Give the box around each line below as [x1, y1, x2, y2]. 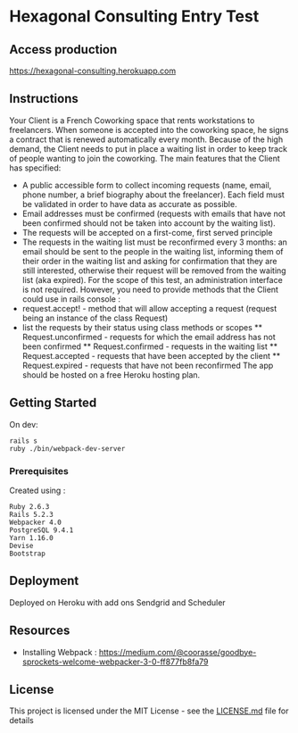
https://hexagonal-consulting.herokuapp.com [9, 65, 177, 76]
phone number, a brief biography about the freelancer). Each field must [21, 189, 286, 200]
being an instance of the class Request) [21, 312, 169, 323]
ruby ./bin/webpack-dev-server [9, 444, 126, 453]
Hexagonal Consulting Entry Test [9, 6, 260, 27]
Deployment [9, 573, 79, 588]
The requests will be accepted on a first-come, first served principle [21, 227, 273, 237]
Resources [9, 623, 70, 638]
